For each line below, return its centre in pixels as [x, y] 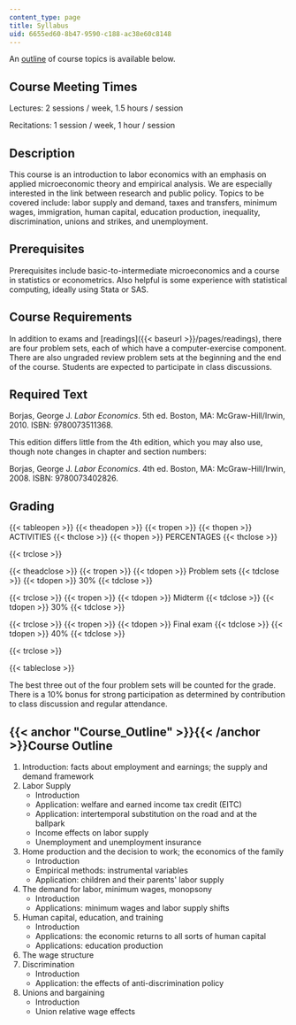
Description [42, 153]
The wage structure [58, 955]
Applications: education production [99, 946]
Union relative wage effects [85, 1012]
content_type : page [45, 17]
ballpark [50, 823]
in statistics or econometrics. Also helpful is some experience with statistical [148, 280]
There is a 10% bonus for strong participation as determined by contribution [147, 695]
